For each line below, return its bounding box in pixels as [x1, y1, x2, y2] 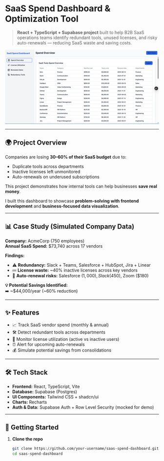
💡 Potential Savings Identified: [5, 282, 68, 288]
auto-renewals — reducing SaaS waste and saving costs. [17, 40, 132, 45]
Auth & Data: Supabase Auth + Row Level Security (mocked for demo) [12, 404, 154, 410]
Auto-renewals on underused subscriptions [12, 174, 100, 180]
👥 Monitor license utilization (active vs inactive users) [12, 336, 120, 342]
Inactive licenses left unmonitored [12, 168, 81, 174]
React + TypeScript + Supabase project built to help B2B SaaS [17, 29, 144, 35]
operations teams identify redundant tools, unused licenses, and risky [17, 35, 158, 41]
